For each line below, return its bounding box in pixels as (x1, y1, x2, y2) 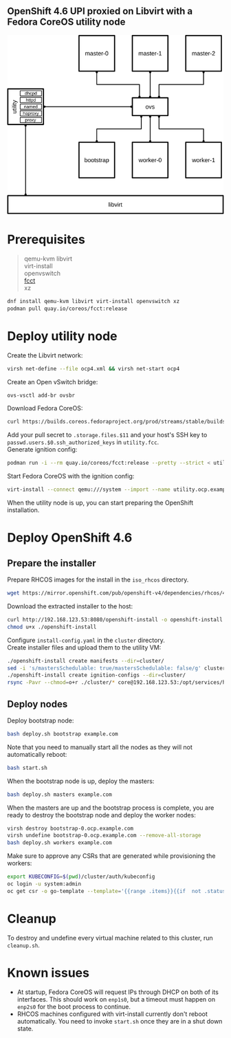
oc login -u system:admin (7, 881, 81, 887)
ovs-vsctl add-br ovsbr (7, 392, 76, 399)
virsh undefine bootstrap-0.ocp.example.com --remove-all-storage (7, 832, 201, 839)
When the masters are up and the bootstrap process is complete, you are (7, 804, 214, 812)
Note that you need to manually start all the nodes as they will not (7, 742, 192, 751)
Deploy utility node (7, 328, 118, 344)
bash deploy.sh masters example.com (7, 791, 112, 798)
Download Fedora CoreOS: (7, 404, 83, 412)
